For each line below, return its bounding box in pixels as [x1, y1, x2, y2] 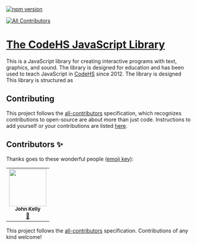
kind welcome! [6, 233, 42, 240]
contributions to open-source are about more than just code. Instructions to [6, 116, 191, 123]
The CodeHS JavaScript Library [6, 38, 165, 52]
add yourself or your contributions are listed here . [6, 122, 128, 129]
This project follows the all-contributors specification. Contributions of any [6, 227, 189, 234]
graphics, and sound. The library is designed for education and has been [6, 64, 185, 71]
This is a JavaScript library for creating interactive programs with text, [6, 57, 177, 65]
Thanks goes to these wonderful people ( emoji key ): [6, 155, 134, 162]
